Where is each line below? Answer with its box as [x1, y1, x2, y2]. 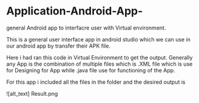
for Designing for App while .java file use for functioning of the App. [6, 66, 175, 73]
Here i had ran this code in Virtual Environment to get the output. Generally [6, 54, 193, 61]
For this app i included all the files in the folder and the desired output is [6, 78, 186, 86]
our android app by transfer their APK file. [6, 42, 111, 49]
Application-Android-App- [6, 4, 143, 18]
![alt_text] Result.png [6, 90, 58, 97]
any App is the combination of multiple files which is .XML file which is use [6, 60, 193, 67]
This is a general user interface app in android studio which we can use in [6, 36, 191, 43]
